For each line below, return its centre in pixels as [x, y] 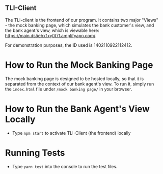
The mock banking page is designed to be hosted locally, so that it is [74, 79]
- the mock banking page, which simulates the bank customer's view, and [80, 25]
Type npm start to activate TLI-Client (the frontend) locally [71, 133]
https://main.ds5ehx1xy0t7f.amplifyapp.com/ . [51, 35]
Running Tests [35, 153]
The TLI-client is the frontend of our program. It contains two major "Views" [82, 20]
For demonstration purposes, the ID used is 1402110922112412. [69, 45]
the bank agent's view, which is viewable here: [52, 30]
